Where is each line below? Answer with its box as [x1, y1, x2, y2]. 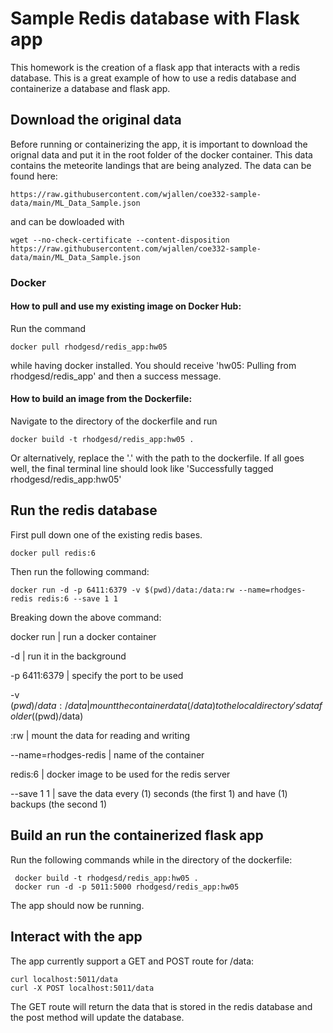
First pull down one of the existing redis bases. [10, 528, 203, 541]
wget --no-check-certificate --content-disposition [10, 235, 230, 245]
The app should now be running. [10, 899, 145, 911]
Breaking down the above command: [10, 611, 162, 623]
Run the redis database [10, 502, 158, 519]
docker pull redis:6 [10, 548, 97, 558]
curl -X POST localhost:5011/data [10, 983, 155, 993]
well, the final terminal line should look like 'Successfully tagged [10, 463, 274, 475]
